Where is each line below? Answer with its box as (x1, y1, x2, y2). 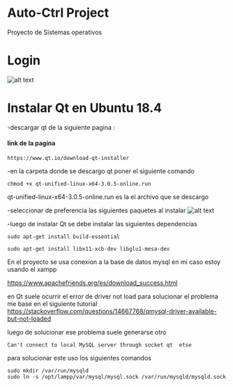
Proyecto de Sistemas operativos (7, 28, 103, 36)
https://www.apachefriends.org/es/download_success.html (7, 279, 178, 287)
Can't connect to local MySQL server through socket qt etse (7, 342, 192, 349)
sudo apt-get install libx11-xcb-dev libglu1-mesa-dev (7, 246, 170, 253)
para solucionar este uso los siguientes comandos (7, 354, 151, 363)
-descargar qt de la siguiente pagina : (7, 123, 115, 131)
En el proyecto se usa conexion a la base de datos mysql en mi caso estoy (7, 258, 221, 266)
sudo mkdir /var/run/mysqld (7, 367, 89, 374)
